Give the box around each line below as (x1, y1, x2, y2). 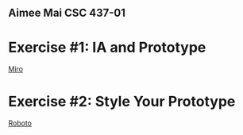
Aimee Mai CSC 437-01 (8, 6, 125, 20)
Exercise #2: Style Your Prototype (8, 92, 236, 110)
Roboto (8, 118, 33, 128)
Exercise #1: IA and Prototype (8, 38, 206, 56)
